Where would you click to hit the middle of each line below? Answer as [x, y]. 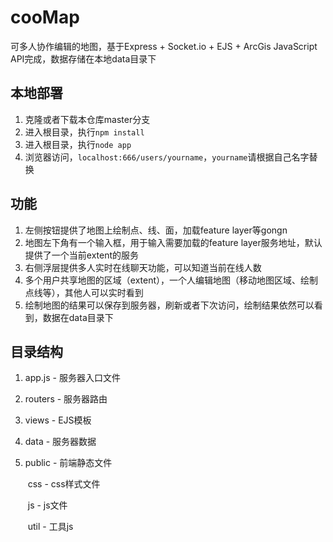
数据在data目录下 [78, 317]
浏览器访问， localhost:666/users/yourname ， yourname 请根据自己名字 [167, 157]
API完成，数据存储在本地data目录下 [83, 58]
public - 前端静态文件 [68, 463]
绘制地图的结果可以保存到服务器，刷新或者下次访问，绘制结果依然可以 [169, 305]
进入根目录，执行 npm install [84, 132]
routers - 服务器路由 [66, 399]
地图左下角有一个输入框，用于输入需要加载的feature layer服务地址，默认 [173, 242]
